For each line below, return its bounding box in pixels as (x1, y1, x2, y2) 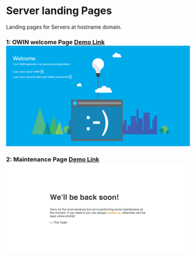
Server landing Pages (6, 4, 113, 18)
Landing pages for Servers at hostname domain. (6, 23, 123, 30)
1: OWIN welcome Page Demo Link (6, 38, 105, 46)
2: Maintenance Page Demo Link (6, 155, 100, 164)
